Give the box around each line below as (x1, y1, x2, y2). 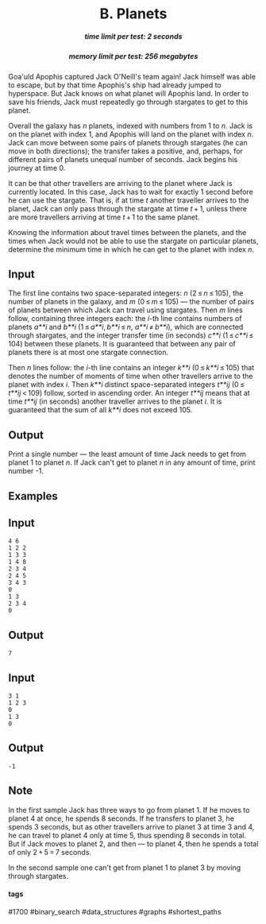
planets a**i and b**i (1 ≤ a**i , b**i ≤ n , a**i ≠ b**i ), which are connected (8, 323, 244, 332)
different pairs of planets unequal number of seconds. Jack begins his (8, 154, 238, 164)
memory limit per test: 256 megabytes (68, 52, 199, 61)
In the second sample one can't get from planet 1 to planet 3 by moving (8, 863, 241, 872)
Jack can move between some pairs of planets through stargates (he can (8, 137, 248, 147)
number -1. (8, 466, 44, 476)
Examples (8, 489, 58, 503)
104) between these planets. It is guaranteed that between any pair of (8, 339, 237, 349)
